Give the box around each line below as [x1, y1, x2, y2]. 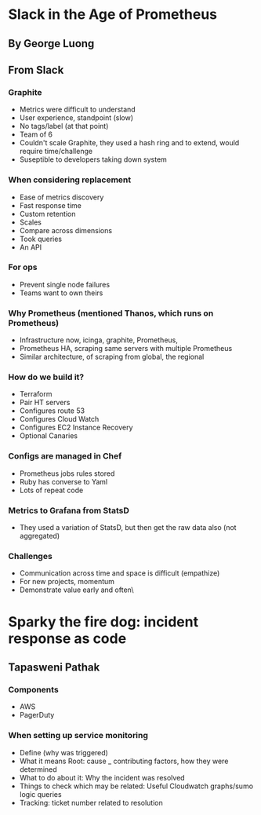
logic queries [19, 789, 62, 799]
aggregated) [19, 532, 60, 541]
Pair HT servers [19, 398, 71, 407]
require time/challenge [19, 147, 92, 156]
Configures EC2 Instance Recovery [19, 422, 133, 433]
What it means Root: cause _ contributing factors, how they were [19, 756, 229, 766]
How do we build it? [8, 371, 85, 382]
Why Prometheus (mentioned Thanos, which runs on [8, 308, 214, 319]
